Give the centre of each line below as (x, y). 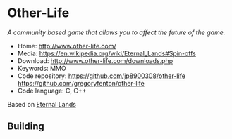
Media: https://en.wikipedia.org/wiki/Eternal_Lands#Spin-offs (106, 53)
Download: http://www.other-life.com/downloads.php (95, 60)
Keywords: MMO (42, 68)
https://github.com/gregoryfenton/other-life (81, 83)
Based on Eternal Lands (42, 104)
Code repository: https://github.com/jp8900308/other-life (101, 76)
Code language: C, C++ (52, 91)
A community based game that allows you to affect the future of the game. (116, 32)
